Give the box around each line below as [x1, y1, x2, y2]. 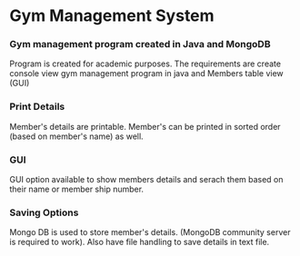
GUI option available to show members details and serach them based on [9, 174, 284, 185]
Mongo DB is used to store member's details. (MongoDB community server [9, 227, 291, 238]
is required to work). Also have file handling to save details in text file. [9, 237, 270, 248]
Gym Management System [9, 5, 215, 26]
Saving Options [9, 206, 79, 219]
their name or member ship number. [9, 183, 144, 195]
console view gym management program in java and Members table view [9, 68, 284, 79]
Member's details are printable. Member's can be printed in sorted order [9, 121, 281, 132]
